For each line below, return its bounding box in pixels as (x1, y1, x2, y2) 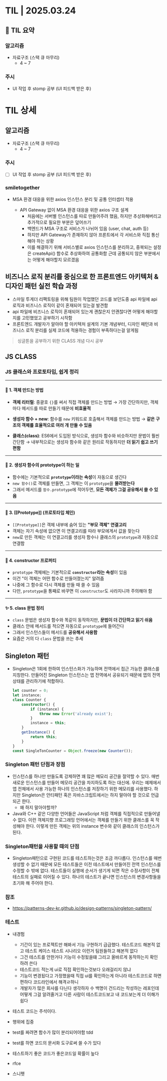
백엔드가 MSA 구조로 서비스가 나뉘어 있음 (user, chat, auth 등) (27, 225, 149, 231)
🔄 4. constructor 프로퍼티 (5, 557, 57, 563)
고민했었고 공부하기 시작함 (21, 315, 73, 321)
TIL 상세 (5, 105, 37, 116)
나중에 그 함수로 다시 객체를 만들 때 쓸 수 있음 (12, 582, 100, 588)
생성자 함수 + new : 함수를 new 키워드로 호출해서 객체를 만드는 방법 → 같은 (12, 416, 155, 422)
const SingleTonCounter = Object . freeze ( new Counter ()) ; (12, 748, 133, 754)
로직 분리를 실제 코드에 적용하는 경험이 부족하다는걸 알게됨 (25, 327, 139, 333)
